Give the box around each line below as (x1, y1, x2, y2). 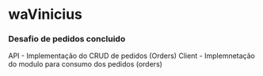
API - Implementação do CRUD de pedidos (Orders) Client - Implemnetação (8, 51, 255, 60)
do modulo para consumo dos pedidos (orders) (8, 60, 162, 69)
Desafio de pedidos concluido (8, 34, 126, 45)
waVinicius (8, 5, 83, 24)
